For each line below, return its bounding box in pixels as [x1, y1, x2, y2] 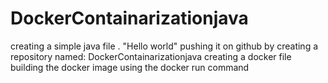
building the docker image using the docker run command [10, 61, 250, 73]
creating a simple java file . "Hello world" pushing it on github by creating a [10, 40, 319, 52]
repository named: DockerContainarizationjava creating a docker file [10, 50, 292, 62]
